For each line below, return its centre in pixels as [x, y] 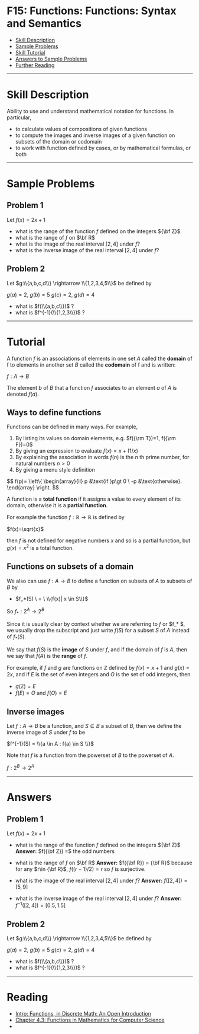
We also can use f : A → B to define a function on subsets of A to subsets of [99, 581]
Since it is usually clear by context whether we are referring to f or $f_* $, [96, 624]
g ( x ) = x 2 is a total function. [40, 548]
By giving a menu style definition [55, 470]
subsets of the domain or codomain [58, 141]
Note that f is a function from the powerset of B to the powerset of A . [90, 755]
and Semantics [44, 23]
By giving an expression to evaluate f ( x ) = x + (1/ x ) [76, 451]
